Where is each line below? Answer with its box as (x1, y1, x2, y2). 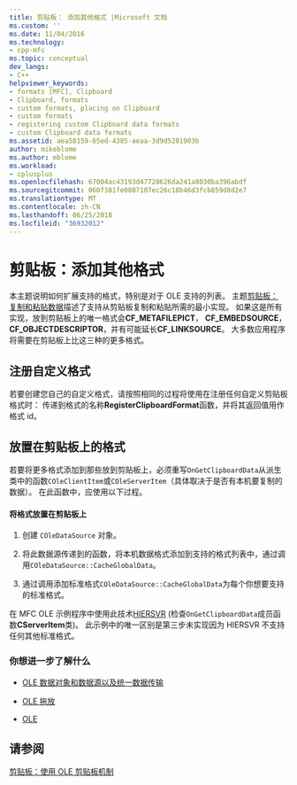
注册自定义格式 (9, 363, 91, 378)
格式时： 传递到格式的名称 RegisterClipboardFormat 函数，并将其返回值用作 (9, 400, 285, 410)
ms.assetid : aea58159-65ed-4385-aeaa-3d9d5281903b (9, 136, 200, 145)
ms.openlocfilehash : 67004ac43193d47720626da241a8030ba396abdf (9, 178, 247, 187)
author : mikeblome (9, 144, 77, 153)
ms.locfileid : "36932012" (9, 219, 104, 228)
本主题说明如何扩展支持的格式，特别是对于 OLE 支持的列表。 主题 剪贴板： (9, 291, 278, 301)
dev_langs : (9, 63, 49, 72)
